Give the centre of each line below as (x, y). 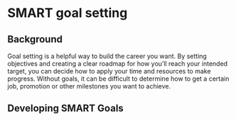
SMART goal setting (68, 13)
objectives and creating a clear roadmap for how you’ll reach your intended (118, 64)
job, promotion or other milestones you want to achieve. (89, 86)
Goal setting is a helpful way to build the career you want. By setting (107, 56)
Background (35, 39)
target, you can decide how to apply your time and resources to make (109, 71)
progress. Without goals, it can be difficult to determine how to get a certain (118, 79)
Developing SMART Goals (66, 109)
